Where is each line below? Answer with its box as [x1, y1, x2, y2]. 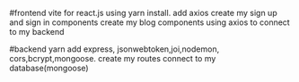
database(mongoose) [9, 62, 89, 73]
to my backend [9, 27, 65, 37]
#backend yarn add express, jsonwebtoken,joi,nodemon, [9, 44, 220, 54]
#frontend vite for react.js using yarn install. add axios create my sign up [9, 8, 277, 18]
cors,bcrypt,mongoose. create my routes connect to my [9, 53, 216, 63]
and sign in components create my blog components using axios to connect [9, 17, 290, 28]
